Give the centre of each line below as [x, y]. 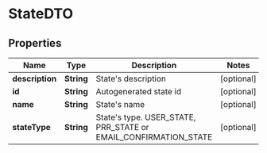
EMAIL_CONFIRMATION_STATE [154, 137]
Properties [35, 43]
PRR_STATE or [122, 127]
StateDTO [41, 14]
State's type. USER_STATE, [146, 117]
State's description [131, 78]
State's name [120, 104]
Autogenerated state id [139, 92]
